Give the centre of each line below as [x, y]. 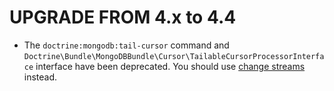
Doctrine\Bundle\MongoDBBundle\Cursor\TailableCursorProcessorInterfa [174, 56]
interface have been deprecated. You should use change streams [170, 66]
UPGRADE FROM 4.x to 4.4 [123, 17]
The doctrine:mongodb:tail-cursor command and [126, 45]
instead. [40, 77]
